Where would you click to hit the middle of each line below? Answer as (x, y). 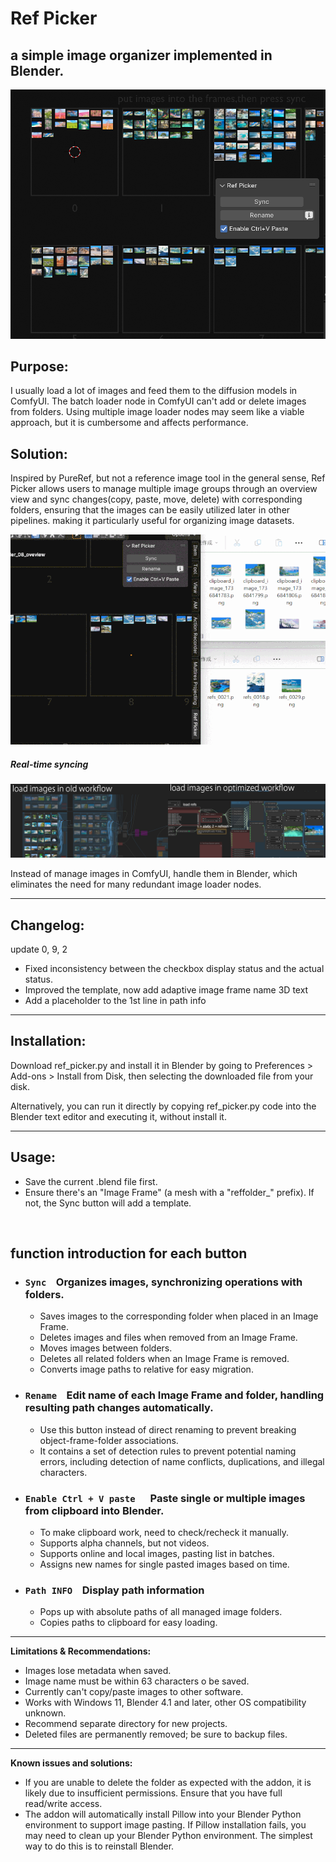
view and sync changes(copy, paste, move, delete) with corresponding (156, 499)
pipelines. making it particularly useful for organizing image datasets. (152, 521)
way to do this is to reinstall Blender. (99, 1846)
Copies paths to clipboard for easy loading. (128, 1623)
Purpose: (39, 366)
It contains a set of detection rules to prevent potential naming (168, 1451)
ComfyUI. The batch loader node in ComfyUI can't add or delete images (158, 401)
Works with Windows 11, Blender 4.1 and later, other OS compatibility (165, 1703)
